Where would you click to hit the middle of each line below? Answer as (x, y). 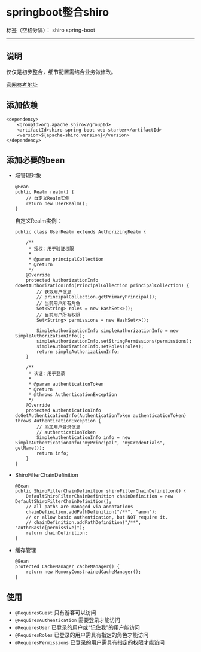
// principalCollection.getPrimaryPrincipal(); (97, 297)
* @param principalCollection (66, 260)
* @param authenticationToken (66, 384)
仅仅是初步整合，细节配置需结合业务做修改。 (61, 72)
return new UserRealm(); (57, 204)
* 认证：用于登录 (47, 374)
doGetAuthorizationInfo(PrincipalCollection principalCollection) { (102, 286)
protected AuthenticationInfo (63, 410)
